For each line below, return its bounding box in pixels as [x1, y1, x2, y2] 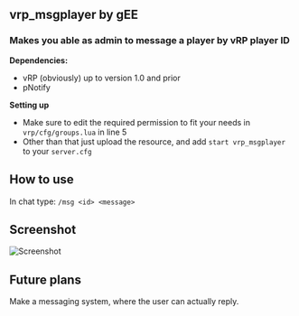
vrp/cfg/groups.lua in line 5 [22, 126, 127, 137]
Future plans [9, 272, 81, 287]
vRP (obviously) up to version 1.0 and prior [22, 72, 181, 83]
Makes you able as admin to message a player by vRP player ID [9, 34, 291, 47]
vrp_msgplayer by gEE [9, 7, 138, 23]
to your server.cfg [22, 145, 92, 156]
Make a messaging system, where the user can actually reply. [9, 296, 239, 307]
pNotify [22, 81, 51, 93]
